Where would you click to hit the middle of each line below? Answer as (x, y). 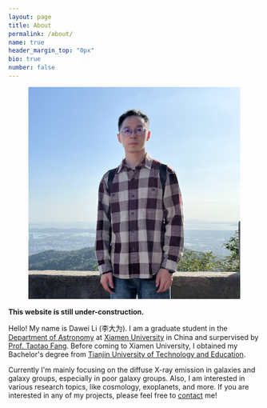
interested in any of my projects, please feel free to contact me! (113, 395)
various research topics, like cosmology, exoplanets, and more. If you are (129, 386)
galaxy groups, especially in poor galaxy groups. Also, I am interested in (127, 378)
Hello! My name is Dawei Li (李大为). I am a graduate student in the (118, 328)
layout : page (30, 17)
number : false (32, 68)
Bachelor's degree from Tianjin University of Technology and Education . (127, 354)
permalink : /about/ (41, 34)
